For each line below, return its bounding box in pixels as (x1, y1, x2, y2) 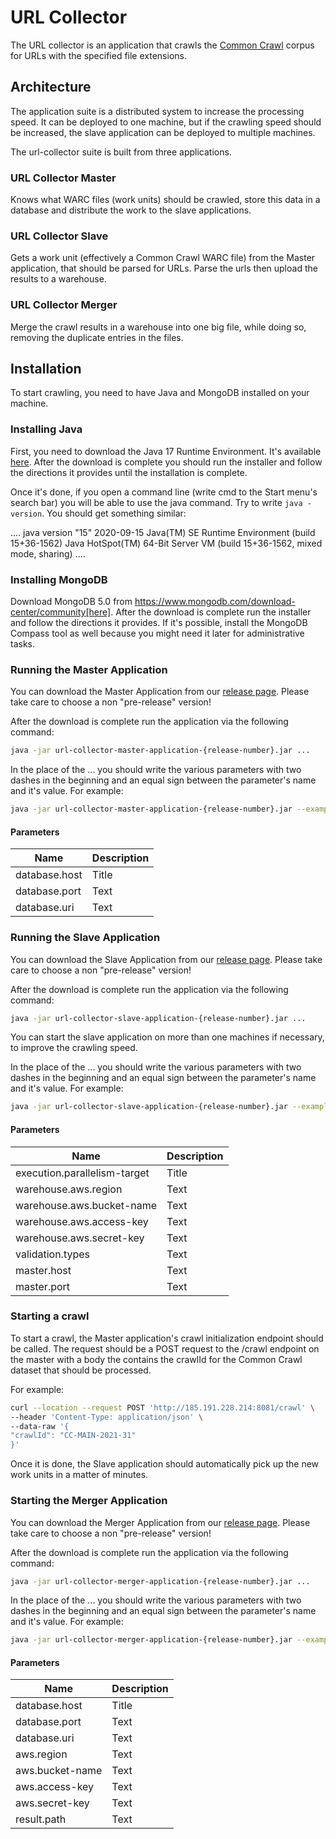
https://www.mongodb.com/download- (134, 596, 296, 608)
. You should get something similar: (41, 507, 187, 519)
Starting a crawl (10, 1309, 90, 1323)
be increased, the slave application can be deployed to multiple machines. (10, 126, 316, 138)
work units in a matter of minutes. (10, 1469, 149, 1481)
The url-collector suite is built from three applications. (10, 146, 232, 158)
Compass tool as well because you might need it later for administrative (10, 627, 305, 640)
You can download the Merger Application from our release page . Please (10, 1516, 311, 1528)
